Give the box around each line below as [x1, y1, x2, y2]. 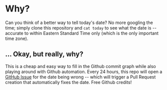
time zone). [5, 35, 28, 41]
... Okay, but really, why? [5, 50, 84, 58]
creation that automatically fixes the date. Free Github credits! [5, 79, 132, 85]
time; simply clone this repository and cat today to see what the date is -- [5, 24, 157, 30]
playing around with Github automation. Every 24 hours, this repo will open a [5, 68, 163, 74]
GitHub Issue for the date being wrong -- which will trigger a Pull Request [5, 73, 156, 80]
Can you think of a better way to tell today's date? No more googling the [5, 19, 153, 25]
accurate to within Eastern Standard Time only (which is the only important [5, 30, 159, 36]
